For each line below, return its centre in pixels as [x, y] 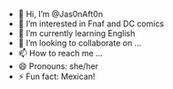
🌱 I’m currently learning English [76, 33]
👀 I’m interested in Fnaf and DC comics [91, 24]
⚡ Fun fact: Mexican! [56, 76]
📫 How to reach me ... [60, 53]
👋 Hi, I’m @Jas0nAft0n [60, 14]
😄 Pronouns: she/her [58, 66]
